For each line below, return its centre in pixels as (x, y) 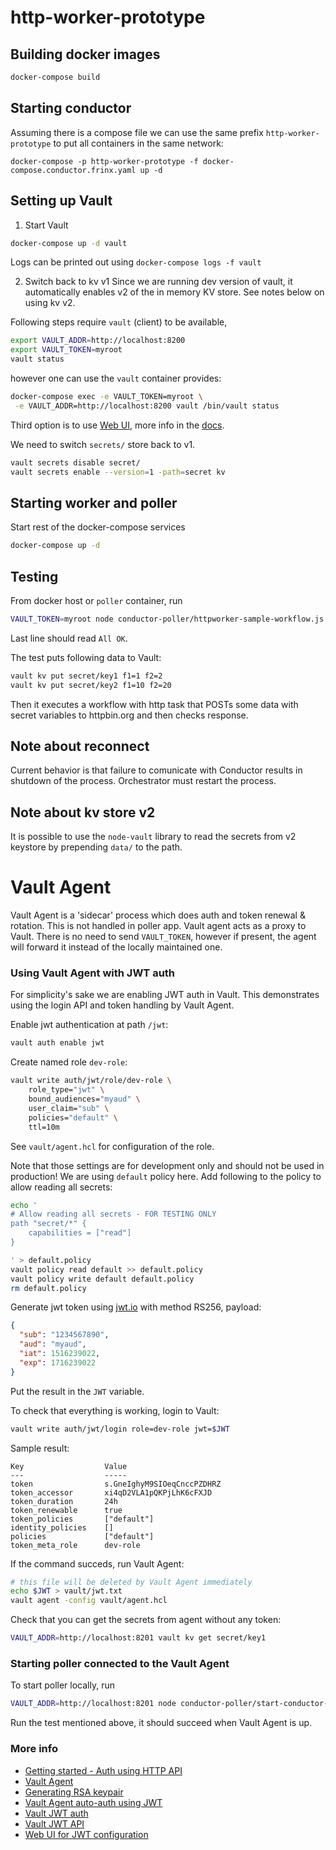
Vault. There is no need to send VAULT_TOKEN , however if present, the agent (163, 937)
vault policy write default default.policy (102, 1279)
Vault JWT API (54, 1823)
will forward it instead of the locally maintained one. (116, 947)
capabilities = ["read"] (80, 1233)
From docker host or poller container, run (96, 600)
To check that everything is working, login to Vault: (115, 1410)
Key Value (69, 1466)
